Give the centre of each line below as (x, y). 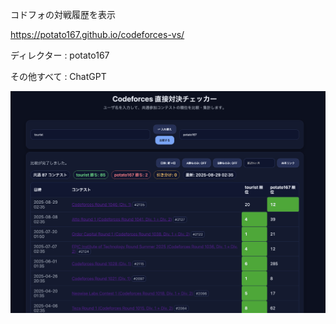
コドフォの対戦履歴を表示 (63, 14)
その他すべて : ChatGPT (58, 76)
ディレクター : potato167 (60, 55)
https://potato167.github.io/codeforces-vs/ (97, 34)
